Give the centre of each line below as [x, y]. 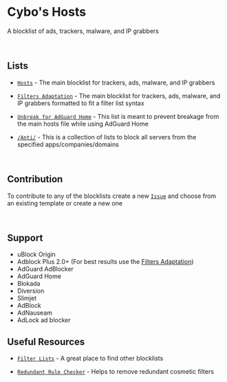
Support [25, 238]
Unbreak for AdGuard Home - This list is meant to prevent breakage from [118, 116]
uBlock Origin [36, 254]
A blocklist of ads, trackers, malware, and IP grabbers [83, 31]
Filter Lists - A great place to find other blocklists [90, 359]
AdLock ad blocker [44, 320]
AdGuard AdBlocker [45, 269]
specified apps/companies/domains [68, 144]
